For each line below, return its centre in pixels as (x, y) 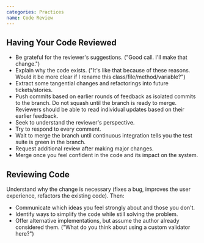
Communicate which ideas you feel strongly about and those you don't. (105, 208)
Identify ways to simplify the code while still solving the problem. (97, 214)
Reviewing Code (38, 175)
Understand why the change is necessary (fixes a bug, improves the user (99, 189)
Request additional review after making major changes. (84, 148)
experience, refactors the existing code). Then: (65, 196)
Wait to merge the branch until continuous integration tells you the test (104, 136)
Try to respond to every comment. (58, 129)
